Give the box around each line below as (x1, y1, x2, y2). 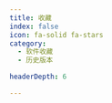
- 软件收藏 (17, 47, 54, 57)
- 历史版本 (17, 56, 54, 65)
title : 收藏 (9, 13, 52, 23)
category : (9, 38, 47, 48)
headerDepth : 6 (9, 72, 67, 82)
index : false (9, 22, 59, 31)
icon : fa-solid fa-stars (9, 30, 104, 39)
